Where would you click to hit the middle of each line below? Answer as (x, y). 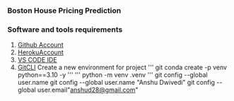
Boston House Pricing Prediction (64, 11)
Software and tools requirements (65, 29)
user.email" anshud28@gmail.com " (88, 90)
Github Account (40, 45)
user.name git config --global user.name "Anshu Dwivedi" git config (116, 83)
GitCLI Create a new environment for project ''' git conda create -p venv (122, 67)
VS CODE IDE (37, 60)
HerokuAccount (40, 52)
